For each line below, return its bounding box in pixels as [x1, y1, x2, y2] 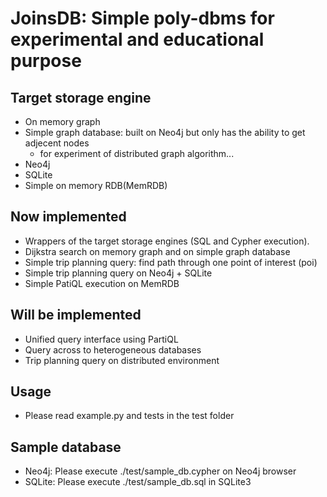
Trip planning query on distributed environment [24, 354, 220, 366]
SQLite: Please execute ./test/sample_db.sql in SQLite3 [24, 476, 252, 488]
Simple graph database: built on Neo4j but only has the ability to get [24, 127, 306, 138]
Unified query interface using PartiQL [24, 333, 179, 345]
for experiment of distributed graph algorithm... [39, 148, 235, 159]
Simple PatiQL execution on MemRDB [24, 277, 180, 289]
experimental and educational [10, 28, 265, 51]
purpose [10, 50, 82, 72]
